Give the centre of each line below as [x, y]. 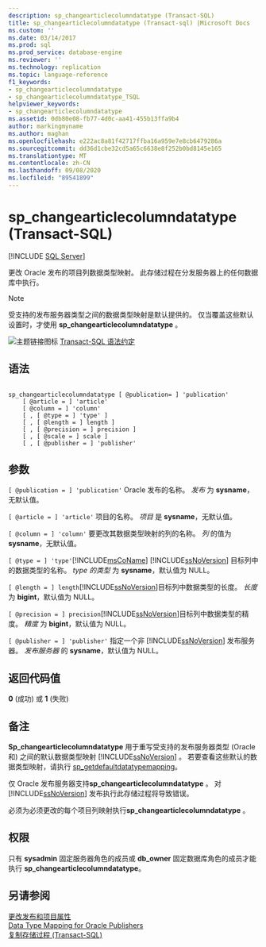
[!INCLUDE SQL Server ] [47, 256]
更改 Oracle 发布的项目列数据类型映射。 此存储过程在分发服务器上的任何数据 [133, 272]
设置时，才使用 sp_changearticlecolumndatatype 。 [95, 324]
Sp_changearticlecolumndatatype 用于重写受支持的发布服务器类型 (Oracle [132, 747]
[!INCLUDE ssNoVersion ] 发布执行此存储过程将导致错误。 [101, 794]
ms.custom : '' [32, 30]
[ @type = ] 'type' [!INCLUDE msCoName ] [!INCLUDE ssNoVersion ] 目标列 [130, 560]
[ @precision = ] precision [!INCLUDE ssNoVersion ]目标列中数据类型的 [125, 614]
